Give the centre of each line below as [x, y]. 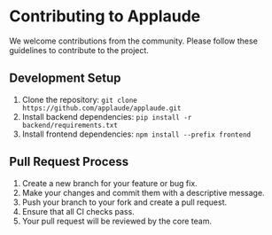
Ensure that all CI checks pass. [78, 211]
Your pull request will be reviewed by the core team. [117, 221]
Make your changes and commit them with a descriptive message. [143, 192]
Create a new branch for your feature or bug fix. [109, 183]
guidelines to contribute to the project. [79, 50]
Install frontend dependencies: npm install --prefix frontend [136, 134]
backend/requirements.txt [70, 125]
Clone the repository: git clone [79, 99]
